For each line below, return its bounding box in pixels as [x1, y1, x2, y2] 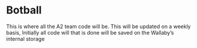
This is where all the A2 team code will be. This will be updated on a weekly [6, 23, 191, 30]
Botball [6, 4, 42, 17]
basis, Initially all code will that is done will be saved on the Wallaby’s [6, 29, 174, 36]
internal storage [6, 35, 45, 42]
